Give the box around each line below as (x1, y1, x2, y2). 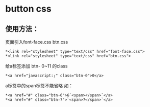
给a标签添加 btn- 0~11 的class (5, 63, 68, 69)
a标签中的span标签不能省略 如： (5, 83, 73, 89)
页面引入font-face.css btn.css (5, 39, 68, 45)
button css (5, 3, 52, 15)
